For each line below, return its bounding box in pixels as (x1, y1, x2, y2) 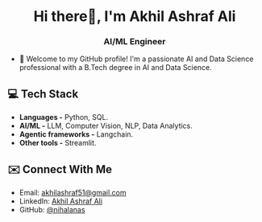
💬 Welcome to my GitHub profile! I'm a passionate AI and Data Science (19, 54, 254, 64)
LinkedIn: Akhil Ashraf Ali (19, 196, 102, 206)
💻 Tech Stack (7, 87, 79, 101)
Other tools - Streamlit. (19, 138, 97, 148)
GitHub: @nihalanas (19, 205, 85, 215)
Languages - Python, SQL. (19, 113, 109, 122)
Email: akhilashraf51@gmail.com (19, 188, 127, 198)
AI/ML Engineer (103, 36, 166, 47)
